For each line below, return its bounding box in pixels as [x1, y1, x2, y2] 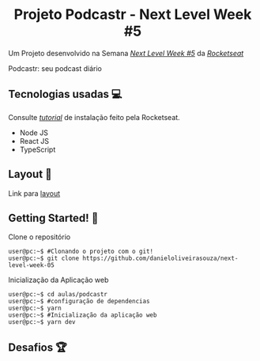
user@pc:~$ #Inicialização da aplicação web [8, 311, 157, 319]
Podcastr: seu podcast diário [8, 63, 103, 73]
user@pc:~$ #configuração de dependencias [8, 298, 150, 306]
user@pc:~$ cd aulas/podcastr [8, 291, 108, 299]
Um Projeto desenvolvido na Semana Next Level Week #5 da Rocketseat [8, 48, 244, 58]
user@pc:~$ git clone [8, 254, 80, 262]
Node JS [19, 128, 49, 137]
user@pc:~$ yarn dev [8, 318, 77, 326]
